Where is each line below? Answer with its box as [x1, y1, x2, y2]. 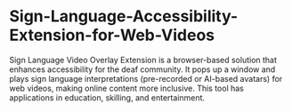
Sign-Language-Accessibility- [9, 6, 239, 27]
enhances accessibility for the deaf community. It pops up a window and [9, 64, 276, 75]
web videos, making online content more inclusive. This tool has [9, 83, 245, 93]
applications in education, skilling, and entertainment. [9, 92, 206, 103]
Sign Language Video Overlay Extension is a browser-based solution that [9, 54, 278, 65]
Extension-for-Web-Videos [9, 25, 215, 45]
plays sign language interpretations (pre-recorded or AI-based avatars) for [9, 73, 283, 84]
